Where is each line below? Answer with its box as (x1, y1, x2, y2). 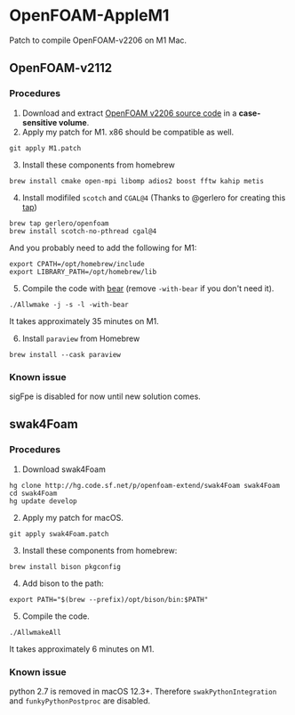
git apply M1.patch (9, 143, 82, 152)
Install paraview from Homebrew (21, 333, 140, 344)
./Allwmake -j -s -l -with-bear (9, 300, 129, 309)
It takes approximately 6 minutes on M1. (9, 643, 155, 654)
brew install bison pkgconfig (9, 562, 122, 571)
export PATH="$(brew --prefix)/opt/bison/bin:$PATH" (9, 595, 209, 604)
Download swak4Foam (21, 464, 107, 475)
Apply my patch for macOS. (21, 512, 124, 523)
